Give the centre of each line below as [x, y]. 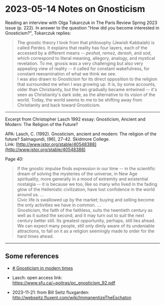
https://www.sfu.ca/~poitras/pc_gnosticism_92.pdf [64, 282]
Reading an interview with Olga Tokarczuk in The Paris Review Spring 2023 [81, 23]
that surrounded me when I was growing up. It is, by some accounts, [86, 84]
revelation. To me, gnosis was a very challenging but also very [80, 63]
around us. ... [30, 194]
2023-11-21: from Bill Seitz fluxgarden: [51, 292]
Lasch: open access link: [37, 278]
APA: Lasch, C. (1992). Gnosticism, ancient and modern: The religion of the [81, 134]
